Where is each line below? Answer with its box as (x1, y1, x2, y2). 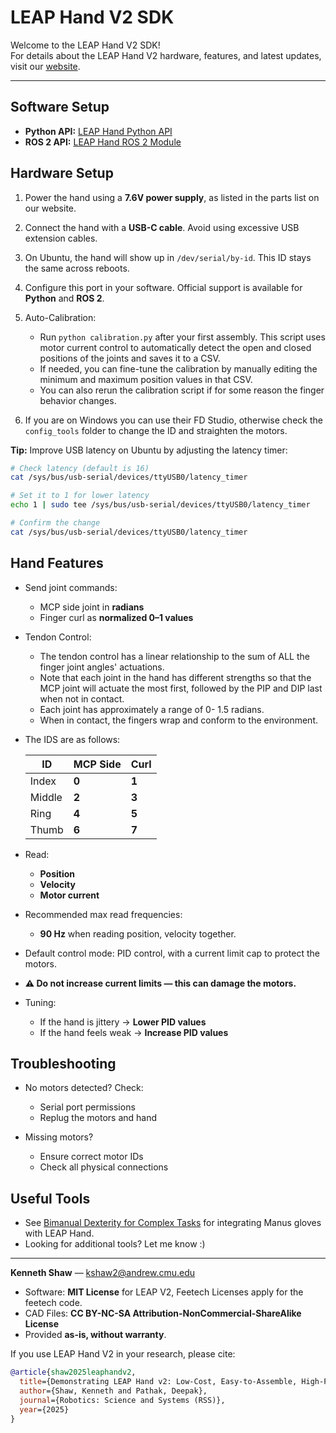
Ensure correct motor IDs (39, 1151, 144, 1163)
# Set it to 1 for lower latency (10, 491, 150, 501)
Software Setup (10, 99, 110, 116)
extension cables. (24, 232, 98, 244)
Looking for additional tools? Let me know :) (24, 1238, 206, 1250)
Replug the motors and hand (39, 1112, 158, 1124)
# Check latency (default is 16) (10, 463, 150, 473)
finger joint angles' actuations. (39, 661, 165, 673)
